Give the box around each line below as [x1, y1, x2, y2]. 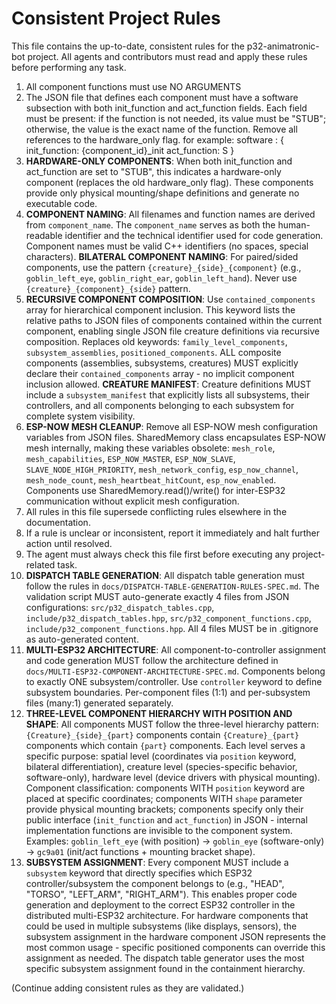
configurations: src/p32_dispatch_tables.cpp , [25, 601, 215, 613]
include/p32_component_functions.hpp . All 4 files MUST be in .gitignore [25, 622, 319, 634]
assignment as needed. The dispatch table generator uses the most [25, 952, 305, 964]
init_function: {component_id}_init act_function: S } [25, 144, 235, 156]
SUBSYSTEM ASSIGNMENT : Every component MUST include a [25, 856, 289, 868]
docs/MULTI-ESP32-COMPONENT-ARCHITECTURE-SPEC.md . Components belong [25, 665, 326, 677]
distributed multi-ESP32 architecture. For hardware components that [25, 909, 309, 921]
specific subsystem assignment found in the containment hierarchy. [25, 962, 306, 974]
